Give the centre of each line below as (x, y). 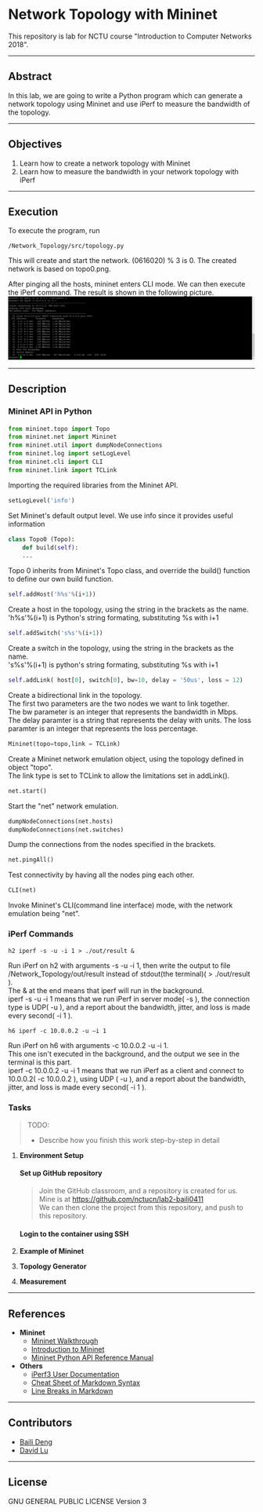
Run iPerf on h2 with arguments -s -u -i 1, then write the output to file (119, 966)
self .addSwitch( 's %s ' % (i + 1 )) (56, 634)
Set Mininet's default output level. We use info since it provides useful (121, 515)
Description (37, 389)
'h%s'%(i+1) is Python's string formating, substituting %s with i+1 (113, 618)
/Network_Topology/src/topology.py (66, 246)
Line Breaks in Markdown (72, 1390)
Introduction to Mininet (68, 1349)
